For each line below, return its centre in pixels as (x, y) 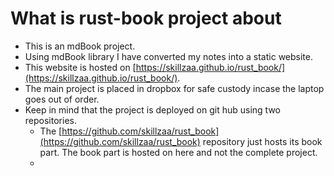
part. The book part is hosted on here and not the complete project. (178, 152)
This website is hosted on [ (80, 67)
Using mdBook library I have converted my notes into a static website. (168, 56)
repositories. (50, 120)
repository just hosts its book (262, 141)
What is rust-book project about (146, 18)
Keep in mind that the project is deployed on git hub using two (152, 109)
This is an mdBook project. (80, 46)
